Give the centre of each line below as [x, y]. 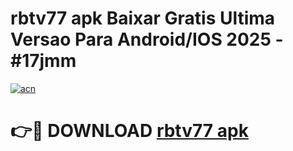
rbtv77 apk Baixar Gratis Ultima [143, 18]
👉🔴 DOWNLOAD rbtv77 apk [129, 131]
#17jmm [43, 61]
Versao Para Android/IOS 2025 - [147, 39]
